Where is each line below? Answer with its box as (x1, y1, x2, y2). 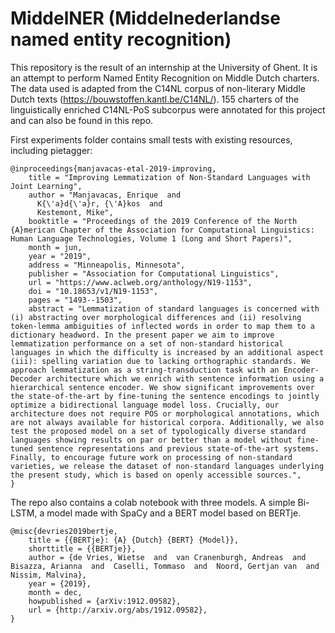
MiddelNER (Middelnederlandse (10, 7, 281, 30)
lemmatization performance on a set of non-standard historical (10, 338, 284, 349)
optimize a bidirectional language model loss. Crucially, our (10, 400, 280, 410)
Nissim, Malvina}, (10, 570, 87, 580)
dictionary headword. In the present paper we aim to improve (10, 330, 275, 340)
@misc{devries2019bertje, (10, 526, 118, 536)
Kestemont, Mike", (36, 207, 114, 217)
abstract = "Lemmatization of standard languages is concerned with (28, 303, 320, 314)
